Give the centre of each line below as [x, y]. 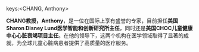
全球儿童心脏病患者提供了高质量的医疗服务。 [77, 43]
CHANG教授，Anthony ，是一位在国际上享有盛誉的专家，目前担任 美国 [92, 21]
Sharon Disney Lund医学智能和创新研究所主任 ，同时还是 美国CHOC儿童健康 [99, 28]
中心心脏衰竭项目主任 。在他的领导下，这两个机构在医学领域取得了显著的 [95, 35]
